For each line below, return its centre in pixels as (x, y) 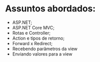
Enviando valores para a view (42, 54)
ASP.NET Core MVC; (33, 27)
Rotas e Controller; (31, 33)
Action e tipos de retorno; (38, 38)
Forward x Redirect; (32, 43)
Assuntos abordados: (50, 9)
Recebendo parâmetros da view (45, 49)
